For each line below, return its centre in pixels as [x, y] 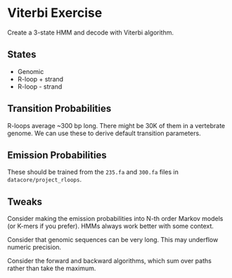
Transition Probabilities [59, 109]
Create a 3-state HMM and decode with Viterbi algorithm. [91, 32]
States [22, 55]
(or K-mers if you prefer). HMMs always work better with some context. [111, 226]
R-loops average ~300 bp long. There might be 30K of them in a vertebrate [116, 125]
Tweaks [25, 202]
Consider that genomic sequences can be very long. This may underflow [113, 240]
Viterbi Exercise [55, 13]
